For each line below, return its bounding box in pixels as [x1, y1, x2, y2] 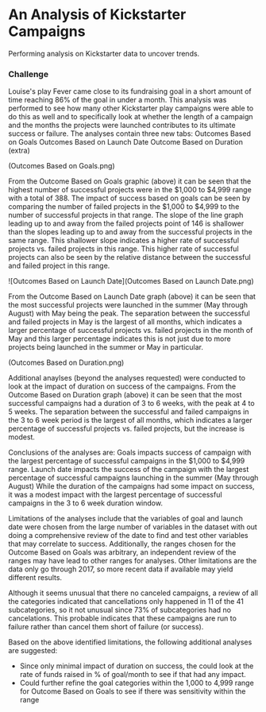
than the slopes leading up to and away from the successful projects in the [8, 227, 253, 237]
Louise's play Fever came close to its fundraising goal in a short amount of [8, 87, 252, 96]
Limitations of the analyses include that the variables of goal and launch [8, 514, 244, 524]
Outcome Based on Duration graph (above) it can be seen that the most [8, 390, 242, 400]
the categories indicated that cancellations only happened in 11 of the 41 [8, 597, 245, 606]
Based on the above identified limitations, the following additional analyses [8, 637, 253, 647]
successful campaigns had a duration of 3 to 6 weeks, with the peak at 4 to [8, 399, 256, 408]
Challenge [8, 68, 49, 79]
